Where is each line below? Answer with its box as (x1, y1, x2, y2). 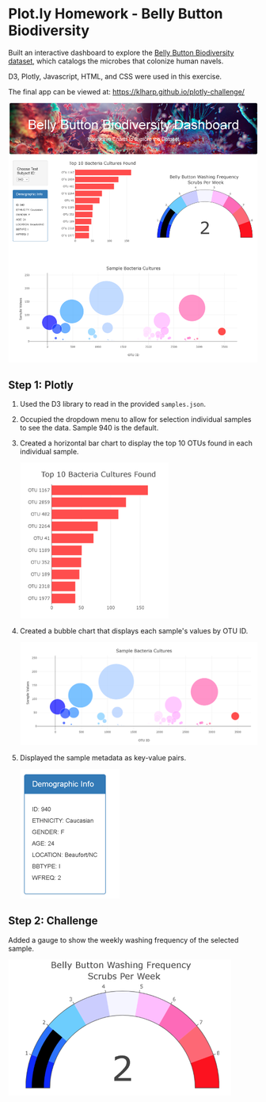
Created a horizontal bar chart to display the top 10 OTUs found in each (19, 438, 253, 448)
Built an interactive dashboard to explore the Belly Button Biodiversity (8, 48, 234, 57)
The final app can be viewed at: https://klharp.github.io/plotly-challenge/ (8, 86, 245, 96)
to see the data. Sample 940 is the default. (19, 423, 159, 433)
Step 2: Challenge (8, 914, 98, 928)
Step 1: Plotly (8, 378, 74, 392)
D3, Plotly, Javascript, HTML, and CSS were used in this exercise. (8, 71, 222, 81)
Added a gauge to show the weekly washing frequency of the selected (8, 935, 239, 944)
